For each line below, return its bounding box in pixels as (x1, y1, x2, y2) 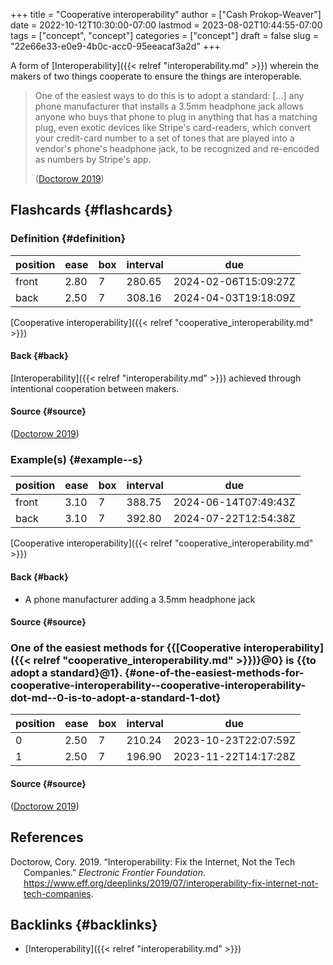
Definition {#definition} (10, 232, 127, 246)
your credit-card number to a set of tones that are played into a (34, 132, 295, 144)
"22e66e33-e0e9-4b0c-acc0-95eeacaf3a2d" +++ (10, 40, 221, 52)
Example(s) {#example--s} (10, 453, 143, 467)
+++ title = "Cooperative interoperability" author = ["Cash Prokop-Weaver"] (10, 9, 322, 20)
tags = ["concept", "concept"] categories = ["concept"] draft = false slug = (10, 30, 319, 41)
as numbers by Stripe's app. (34, 154, 152, 165)
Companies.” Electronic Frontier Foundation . (23, 866, 206, 878)
